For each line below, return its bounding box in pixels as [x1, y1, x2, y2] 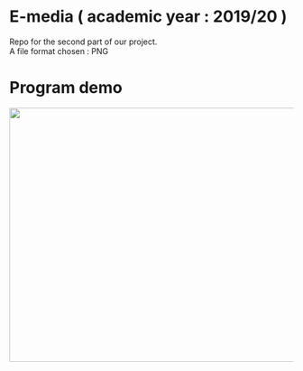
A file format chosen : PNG [9, 45, 109, 56]
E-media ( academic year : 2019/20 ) [9, 6, 288, 27]
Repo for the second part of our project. [9, 36, 158, 47]
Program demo [9, 78, 124, 98]
